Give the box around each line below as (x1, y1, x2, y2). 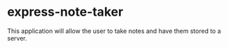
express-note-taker (7, 4, 124, 20)
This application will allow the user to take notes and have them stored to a (7, 27, 221, 35)
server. (7, 34, 28, 42)
